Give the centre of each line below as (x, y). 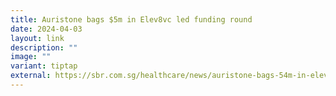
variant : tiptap (44, 66)
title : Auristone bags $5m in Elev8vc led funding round (131, 19)
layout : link (37, 38)
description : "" (44, 47)
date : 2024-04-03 (46, 29)
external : (31, 76)
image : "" (31, 57)
